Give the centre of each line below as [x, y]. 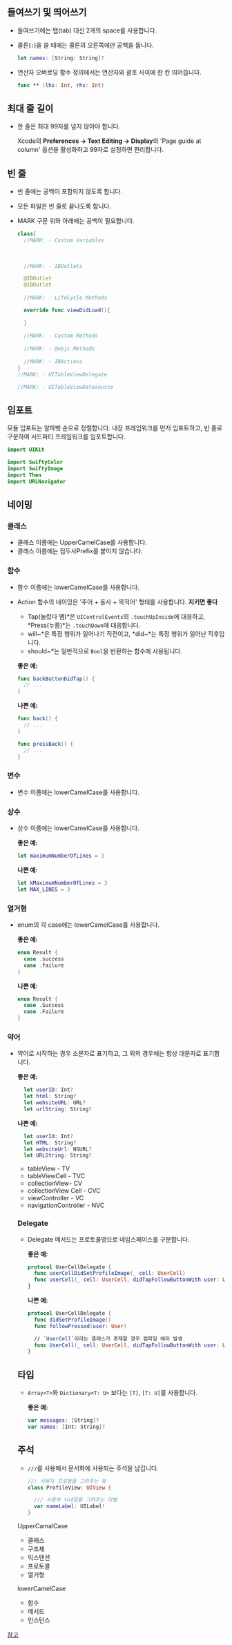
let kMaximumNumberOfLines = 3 [62, 883]
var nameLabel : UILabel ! [69, 1507]
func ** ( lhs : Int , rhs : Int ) [61, 85]
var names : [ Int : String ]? [66, 1427]
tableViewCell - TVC [56, 1176]
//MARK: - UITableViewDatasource [65, 387]
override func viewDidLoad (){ [67, 310]
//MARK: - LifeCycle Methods [66, 298]
